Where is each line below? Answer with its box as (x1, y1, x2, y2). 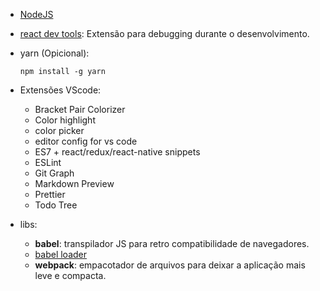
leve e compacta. (34, 270, 107, 281)
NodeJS (19, 9, 54, 20)
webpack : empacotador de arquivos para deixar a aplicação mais (34, 259, 306, 271)
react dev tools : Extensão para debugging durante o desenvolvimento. (19, 28, 310, 39)
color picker (34, 125, 85, 136)
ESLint (34, 157, 62, 168)
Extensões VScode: (19, 84, 102, 96)
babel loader (34, 249, 88, 260)
